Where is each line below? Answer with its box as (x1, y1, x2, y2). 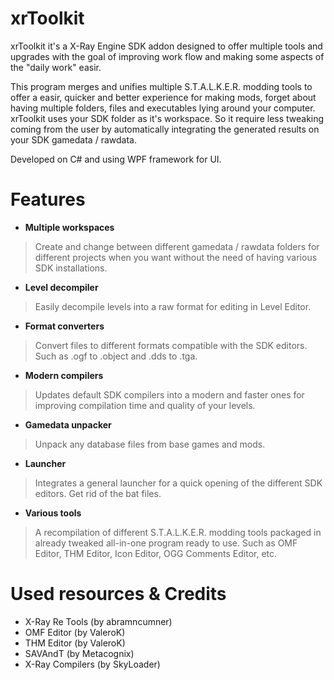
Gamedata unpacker (24, 418, 112, 431)
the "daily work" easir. (10, 61, 102, 73)
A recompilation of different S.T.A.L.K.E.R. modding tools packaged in (34, 526, 322, 538)
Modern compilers (24, 369, 104, 381)
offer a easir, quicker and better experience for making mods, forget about (10, 91, 317, 103)
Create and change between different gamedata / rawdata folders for (34, 240, 320, 252)
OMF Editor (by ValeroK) (24, 626, 126, 638)
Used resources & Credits (10, 583, 227, 606)
